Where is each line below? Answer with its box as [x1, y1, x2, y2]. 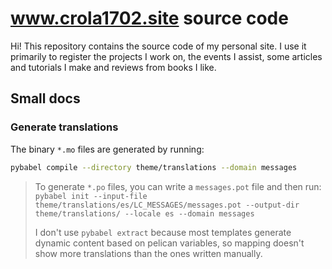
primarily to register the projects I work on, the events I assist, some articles [10, 50, 323, 62]
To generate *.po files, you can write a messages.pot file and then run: [34, 180, 322, 192]
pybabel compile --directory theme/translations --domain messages [10, 162, 298, 172]
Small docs [10, 90, 81, 107]
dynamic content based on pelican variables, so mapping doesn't [34, 237, 305, 249]
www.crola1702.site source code [10, 7, 289, 30]
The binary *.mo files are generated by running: [10, 143, 205, 155]
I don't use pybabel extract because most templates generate [34, 226, 292, 238]
